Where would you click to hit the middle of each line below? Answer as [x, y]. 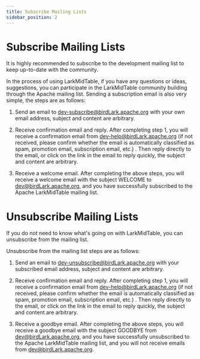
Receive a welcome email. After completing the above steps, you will [99, 174]
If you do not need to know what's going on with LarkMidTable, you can [95, 233]
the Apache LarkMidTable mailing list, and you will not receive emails [100, 343]
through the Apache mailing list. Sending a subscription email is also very [97, 94]
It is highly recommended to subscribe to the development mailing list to [95, 63]
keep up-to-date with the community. [52, 70]
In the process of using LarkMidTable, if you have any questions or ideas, [97, 81]
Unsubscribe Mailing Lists [72, 217]
